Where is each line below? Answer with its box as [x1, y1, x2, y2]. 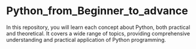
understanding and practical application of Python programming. [6, 36, 167, 43]
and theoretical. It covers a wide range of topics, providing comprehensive [6, 30, 191, 37]
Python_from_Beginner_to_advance [6, 4, 188, 18]
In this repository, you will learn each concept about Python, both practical [6, 24, 191, 31]
